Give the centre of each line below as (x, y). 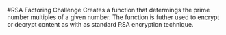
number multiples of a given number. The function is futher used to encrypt (113, 17)
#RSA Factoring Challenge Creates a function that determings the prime (109, 10)
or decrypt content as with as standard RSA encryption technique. (100, 24)
